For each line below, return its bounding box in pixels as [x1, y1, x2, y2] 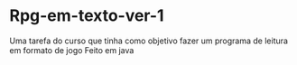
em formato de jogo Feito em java [9, 44, 135, 55]
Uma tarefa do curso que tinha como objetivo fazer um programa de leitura [9, 35, 289, 46]
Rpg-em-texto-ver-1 [9, 5, 164, 26]
